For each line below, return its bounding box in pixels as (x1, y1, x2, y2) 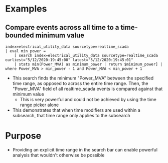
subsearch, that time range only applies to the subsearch (12, 113, 130, 118)
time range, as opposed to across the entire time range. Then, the (12, 80, 148, 86)
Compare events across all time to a (5, 23, 119, 32)
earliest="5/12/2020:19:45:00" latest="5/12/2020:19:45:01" (5, 57, 134, 62)
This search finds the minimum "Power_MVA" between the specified (12, 75, 154, 81)
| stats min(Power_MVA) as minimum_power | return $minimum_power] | (14, 62, 163, 67)
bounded (5, 31, 34, 39)
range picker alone (20, 102, 59, 108)
